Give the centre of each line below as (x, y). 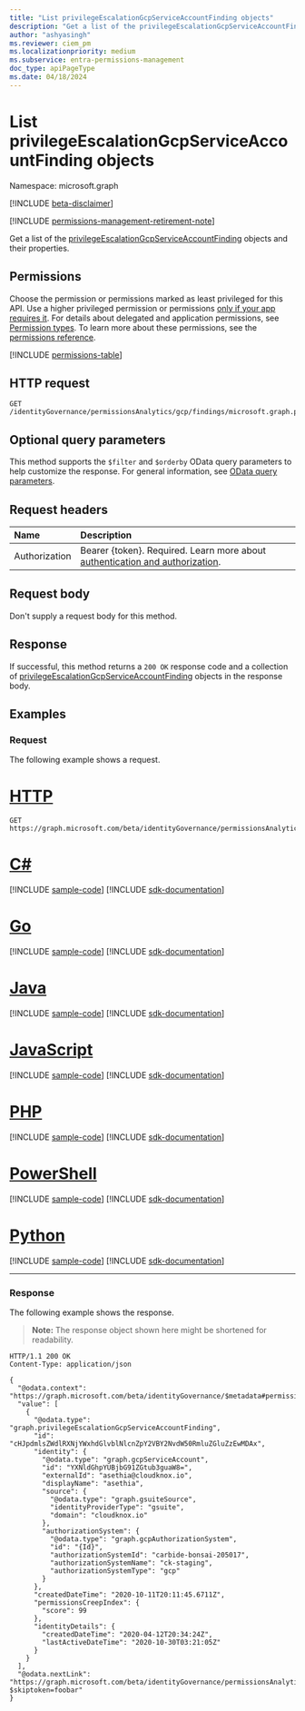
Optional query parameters (88, 440)
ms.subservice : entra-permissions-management (97, 60)
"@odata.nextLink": (54, 1675)
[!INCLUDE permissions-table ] (66, 354)
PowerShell (53, 1174)
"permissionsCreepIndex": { (87, 1603)
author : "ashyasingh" (50, 35)
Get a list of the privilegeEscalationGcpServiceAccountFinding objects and (149, 238)
